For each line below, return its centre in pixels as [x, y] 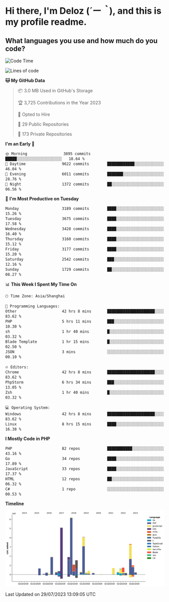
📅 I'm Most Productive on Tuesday [42, 199]
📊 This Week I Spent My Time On [41, 284]
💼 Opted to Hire [34, 114]
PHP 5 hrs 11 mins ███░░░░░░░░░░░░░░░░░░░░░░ [85, 322]
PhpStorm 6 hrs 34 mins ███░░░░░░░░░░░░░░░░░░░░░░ [85, 382]
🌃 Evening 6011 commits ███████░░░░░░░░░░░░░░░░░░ [85, 174]
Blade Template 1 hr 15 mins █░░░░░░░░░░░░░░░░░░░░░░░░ [85, 342]
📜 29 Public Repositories [43, 124]
